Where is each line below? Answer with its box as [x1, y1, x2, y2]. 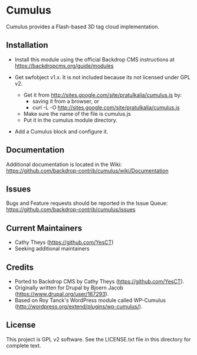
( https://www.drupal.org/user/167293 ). [14, 291, 109, 297]
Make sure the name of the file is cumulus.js [23, 110, 131, 117]
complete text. [6, 342, 41, 349]
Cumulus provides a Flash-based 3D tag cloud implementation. [6, 23, 160, 30]
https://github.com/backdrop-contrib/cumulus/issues [6, 206, 136, 213]
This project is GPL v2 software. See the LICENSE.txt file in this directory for [6, 336, 191, 343]
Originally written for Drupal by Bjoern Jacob [14, 284, 124, 291]
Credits [6, 262, 34, 272]
